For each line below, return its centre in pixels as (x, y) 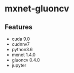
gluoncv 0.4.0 (26, 60)
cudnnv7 (21, 44)
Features (18, 27)
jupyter (19, 65)
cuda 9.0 (21, 39)
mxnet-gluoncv (37, 9)
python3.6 (22, 49)
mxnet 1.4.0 (23, 55)
